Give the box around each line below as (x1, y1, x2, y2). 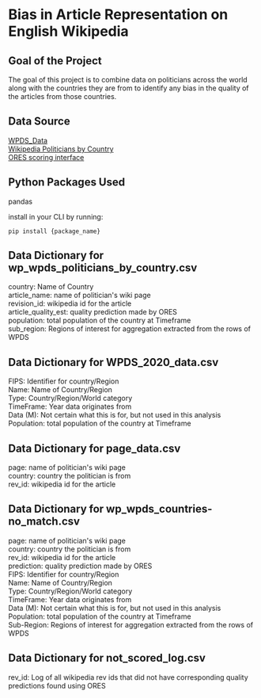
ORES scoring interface (8, 152, 85, 162)
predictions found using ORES (8, 681, 106, 690)
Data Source (8, 115, 70, 128)
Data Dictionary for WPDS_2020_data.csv (8, 355, 219, 369)
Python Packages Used (8, 176, 126, 189)
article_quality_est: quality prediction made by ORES (8, 307, 178, 317)
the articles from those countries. (8, 92, 117, 101)
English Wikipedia (8, 22, 129, 40)
